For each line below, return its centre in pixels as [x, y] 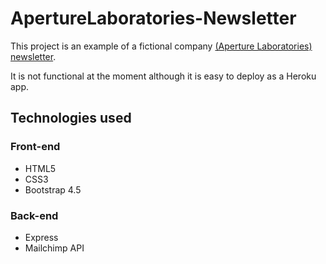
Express [41, 237]
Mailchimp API [54, 248]
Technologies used [71, 118]
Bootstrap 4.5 [53, 189]
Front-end [35, 147]
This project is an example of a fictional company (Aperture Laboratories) [161, 46]
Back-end [34, 215]
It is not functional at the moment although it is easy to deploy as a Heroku [163, 76]
